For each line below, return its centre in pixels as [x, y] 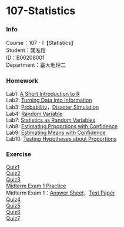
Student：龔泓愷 [26, 50]
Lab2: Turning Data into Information [49, 100]
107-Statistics [41, 11]
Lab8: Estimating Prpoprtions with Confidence [62, 126]
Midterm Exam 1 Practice [36, 186]
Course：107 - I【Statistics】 [41, 43]
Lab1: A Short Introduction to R [43, 93]
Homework [22, 81]
